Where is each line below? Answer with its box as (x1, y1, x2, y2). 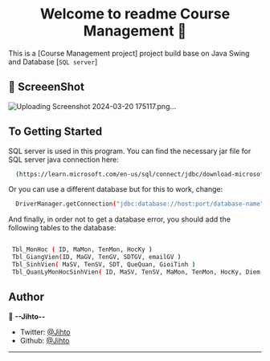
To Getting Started (8, 125, 103, 139)
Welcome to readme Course (39, 5, 231, 23)
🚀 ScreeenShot (8, 80, 84, 94)
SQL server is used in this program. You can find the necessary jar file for (8, 146, 252, 156)
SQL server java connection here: (8, 154, 119, 164)
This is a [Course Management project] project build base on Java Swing (8, 48, 250, 58)
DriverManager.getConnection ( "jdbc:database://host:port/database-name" (15, 200, 264, 209)
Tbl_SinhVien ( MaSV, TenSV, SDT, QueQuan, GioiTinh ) (11, 261, 196, 269)
